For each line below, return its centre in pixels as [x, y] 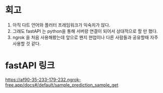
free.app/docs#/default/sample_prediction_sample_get [62, 85]
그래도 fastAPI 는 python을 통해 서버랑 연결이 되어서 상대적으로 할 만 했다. [85, 31]
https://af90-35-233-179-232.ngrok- [43, 80]
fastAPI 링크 [30, 66]
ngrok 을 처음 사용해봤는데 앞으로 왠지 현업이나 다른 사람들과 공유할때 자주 [85, 37]
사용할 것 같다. [27, 43]
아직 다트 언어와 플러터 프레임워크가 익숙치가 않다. [61, 25]
